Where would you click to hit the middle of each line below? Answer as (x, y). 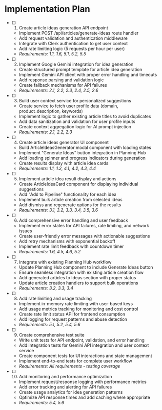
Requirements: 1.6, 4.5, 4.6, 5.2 (50, 251)
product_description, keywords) (51, 111)
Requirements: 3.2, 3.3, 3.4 (46, 288)
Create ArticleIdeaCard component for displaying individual (79, 184)
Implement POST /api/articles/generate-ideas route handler (79, 33)
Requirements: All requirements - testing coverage (70, 366)
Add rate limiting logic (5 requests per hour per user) (72, 48)
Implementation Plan (48, 9)
